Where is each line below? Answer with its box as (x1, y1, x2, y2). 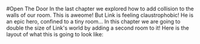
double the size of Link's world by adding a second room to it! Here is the (6, 24, 189, 31)
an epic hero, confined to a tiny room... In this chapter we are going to (6, 18, 181, 25)
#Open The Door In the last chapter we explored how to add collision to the (6, 5, 194, 12)
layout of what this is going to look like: (6, 31, 104, 38)
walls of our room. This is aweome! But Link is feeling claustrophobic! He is (6, 11, 194, 19)
